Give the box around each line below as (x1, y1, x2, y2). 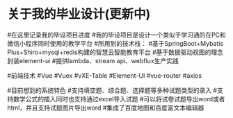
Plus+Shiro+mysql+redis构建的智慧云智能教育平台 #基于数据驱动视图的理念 (7, 48, 224, 56)
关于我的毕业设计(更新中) (7, 6, 151, 22)
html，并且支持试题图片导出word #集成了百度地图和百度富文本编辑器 (7, 103, 204, 112)
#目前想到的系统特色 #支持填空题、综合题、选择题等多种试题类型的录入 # (7, 86, 218, 94)
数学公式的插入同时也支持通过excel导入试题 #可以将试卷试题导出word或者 (13, 94, 225, 103)
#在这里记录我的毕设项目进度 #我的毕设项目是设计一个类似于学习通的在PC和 (7, 31, 226, 39)
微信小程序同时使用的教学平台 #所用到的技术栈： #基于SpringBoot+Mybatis (7, 39, 224, 47)
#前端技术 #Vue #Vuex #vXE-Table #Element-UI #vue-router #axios (7, 71, 202, 80)
